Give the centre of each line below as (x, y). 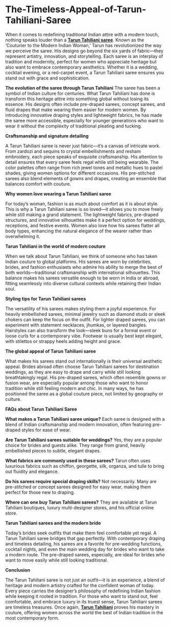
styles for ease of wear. (46, 430)
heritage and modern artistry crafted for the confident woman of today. (80, 585)
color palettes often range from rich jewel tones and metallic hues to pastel (84, 167)
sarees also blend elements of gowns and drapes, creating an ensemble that (86, 178)
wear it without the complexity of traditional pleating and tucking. (74, 126)
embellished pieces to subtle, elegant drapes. (53, 450)
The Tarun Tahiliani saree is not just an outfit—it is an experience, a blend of (85, 580)
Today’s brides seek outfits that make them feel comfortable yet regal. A (81, 533)
